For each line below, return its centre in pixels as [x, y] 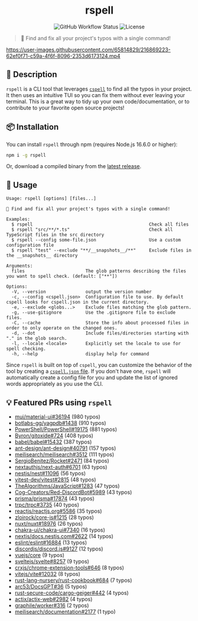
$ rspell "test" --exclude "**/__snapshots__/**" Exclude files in [102, 250]
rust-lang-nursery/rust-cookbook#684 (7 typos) [73, 580]
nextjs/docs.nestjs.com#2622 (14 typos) [64, 536]
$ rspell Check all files [100, 225]
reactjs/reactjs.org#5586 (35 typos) [58, 511]
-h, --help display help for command [80, 354]
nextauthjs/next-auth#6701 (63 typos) [61, 467]
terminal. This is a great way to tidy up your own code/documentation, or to [98, 101]
